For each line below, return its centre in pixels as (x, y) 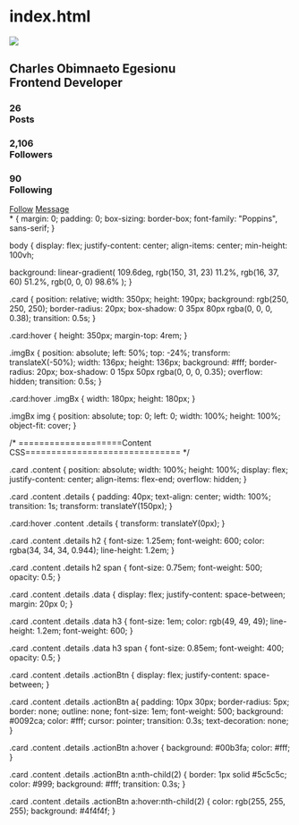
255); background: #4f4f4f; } (63, 811)
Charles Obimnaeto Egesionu (93, 69)
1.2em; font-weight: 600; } (85, 631)
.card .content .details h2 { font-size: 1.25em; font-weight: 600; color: (137, 541)
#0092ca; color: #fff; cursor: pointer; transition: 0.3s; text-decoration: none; (149, 721)
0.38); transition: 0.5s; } (53, 319)
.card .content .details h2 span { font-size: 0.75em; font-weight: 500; (136, 568)
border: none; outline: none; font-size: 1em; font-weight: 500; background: (146, 711)
